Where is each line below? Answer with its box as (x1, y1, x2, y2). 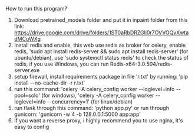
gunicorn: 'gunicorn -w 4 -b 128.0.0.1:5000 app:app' (14, 111, 141, 118)
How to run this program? (5, 5, 68, 12)
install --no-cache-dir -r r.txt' (14, 79, 85, 86)
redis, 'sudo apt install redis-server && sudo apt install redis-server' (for (14, 48, 189, 55)
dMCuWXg (14, 35, 41, 42)
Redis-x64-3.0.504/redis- (110, 60, 173, 67)
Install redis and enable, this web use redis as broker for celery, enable (14, 41, 186, 48)
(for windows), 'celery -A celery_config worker (41, 92, 154, 99)
